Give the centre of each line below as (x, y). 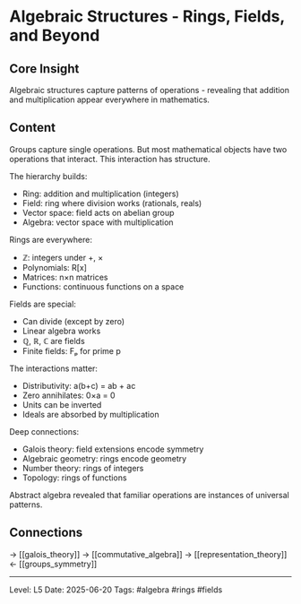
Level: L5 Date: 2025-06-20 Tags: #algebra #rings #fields (116, 590)
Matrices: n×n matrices (65, 277)
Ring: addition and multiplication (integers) (100, 194)
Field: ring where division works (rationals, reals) (112, 203)
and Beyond (55, 35)
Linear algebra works (61, 331)
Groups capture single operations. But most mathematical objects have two (148, 149)
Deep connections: (44, 431)
